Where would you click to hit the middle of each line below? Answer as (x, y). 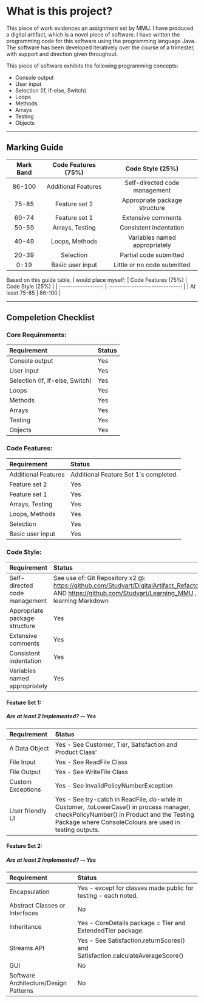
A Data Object (29, 748)
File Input (23, 762)
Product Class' (76, 752)
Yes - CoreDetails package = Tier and (131, 923)
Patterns (22, 991)
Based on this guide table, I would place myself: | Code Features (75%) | (97, 280)
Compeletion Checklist (51, 318)
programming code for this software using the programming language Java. (101, 41)
